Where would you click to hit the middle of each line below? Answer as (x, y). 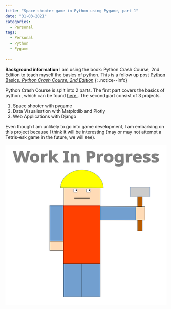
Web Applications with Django (45, 116)
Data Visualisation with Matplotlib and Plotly (59, 111)
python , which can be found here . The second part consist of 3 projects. (83, 95)
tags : (11, 33)
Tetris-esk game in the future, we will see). (50, 137)
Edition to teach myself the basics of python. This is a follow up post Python (85, 75)
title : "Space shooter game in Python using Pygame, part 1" (72, 11)
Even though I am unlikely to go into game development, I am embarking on (85, 126)
